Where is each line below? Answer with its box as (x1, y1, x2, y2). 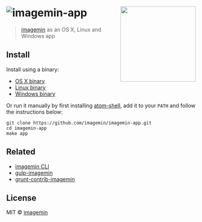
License (6, 193, 37, 203)
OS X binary (14, 77, 45, 84)
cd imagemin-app (6, 125, 47, 131)
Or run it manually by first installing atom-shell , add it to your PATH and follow (6, 102, 196, 109)
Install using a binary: (6, 66, 59, 73)
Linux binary (14, 84, 46, 91)
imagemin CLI (14, 162, 49, 170)
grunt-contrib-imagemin (14, 175, 75, 183)
